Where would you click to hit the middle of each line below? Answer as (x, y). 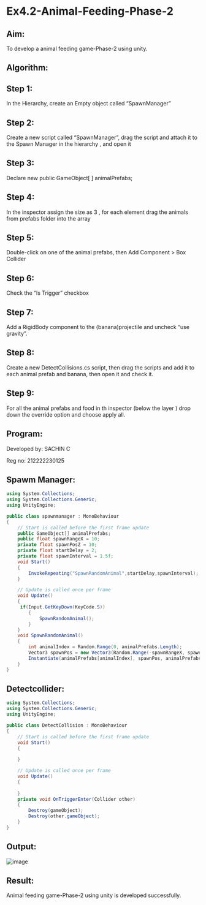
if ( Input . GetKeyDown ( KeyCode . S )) (63, 607)
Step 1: (20, 89)
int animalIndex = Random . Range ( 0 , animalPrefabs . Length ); (105, 647)
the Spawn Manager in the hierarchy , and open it (69, 144)
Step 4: (21, 197)
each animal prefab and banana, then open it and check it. (80, 374)
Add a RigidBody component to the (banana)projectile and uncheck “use (98, 327)
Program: (25, 434)
